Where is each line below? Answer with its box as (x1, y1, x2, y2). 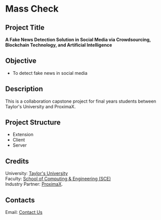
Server (12, 142, 27, 148)
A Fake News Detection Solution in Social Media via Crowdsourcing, (5, 36, 151, 42)
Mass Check (5, 3, 59, 15)
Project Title (5, 23, 45, 32)
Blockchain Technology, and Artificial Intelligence (5, 42, 112, 48)
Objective (5, 57, 37, 65)
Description (5, 84, 43, 94)
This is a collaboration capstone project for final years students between (5, 98, 156, 104)
